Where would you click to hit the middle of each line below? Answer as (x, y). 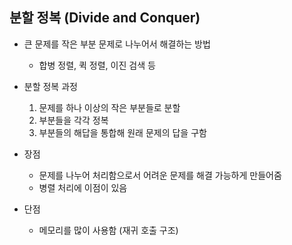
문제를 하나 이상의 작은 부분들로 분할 (109, 107)
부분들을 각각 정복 (73, 120)
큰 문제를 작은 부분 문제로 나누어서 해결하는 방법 (117, 44)
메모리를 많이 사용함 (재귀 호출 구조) (108, 230)
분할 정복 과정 (50, 86)
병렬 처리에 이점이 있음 (83, 187)
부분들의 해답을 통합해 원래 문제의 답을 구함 (122, 132)
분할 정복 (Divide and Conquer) (105, 18)
